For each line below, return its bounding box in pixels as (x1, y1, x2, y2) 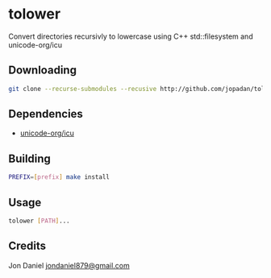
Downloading (8, 64, 77, 77)
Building (8, 151, 51, 165)
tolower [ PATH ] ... (8, 217, 70, 225)
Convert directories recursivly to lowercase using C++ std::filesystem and (8, 31, 253, 41)
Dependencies (8, 107, 83, 121)
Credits (8, 239, 47, 253)
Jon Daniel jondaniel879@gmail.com (8, 260, 131, 270)
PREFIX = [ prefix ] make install (8, 173, 110, 181)
